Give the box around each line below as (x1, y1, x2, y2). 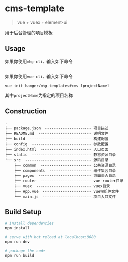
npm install (5, 226, 30, 231)
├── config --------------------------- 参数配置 (5, 141, 109, 147)
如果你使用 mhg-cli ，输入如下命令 (5, 58, 73, 64)
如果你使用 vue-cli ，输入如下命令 (5, 73, 73, 79)
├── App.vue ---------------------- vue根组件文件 (14, 189, 119, 194)
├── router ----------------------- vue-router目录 (14, 178, 124, 183)
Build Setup (5, 207, 42, 216)
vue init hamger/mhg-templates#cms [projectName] (5, 83, 110, 88)
